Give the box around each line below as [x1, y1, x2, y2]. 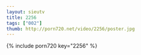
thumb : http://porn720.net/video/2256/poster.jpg [6, 25, 136, 32]
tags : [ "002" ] [6, 20, 43, 26]
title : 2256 [6, 15, 37, 21]
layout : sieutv [6, 8, 45, 15]
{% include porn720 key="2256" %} [6, 42, 98, 50]
